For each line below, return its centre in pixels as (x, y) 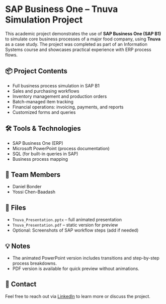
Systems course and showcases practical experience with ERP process (78, 49)
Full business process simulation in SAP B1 (56, 85)
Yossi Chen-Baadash (34, 192)
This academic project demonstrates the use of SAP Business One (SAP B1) (83, 33)
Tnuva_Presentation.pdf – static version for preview (65, 225)
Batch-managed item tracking (43, 101)
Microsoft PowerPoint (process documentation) (61, 148)
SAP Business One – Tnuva (62, 9)
